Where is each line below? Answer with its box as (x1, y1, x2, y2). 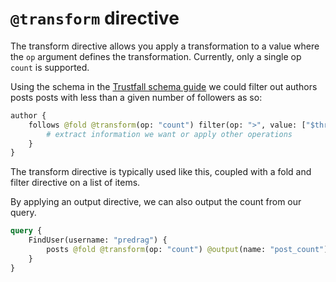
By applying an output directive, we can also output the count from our (10, 196, 302, 208)
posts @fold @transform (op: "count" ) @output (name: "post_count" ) (46, 245, 329, 255)
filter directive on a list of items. (10, 177, 141, 189)
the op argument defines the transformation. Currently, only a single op (10, 50, 302, 62)
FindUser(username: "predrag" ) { (28, 235, 168, 246)
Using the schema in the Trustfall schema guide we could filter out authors (10, 80, 318, 92)
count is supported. (10, 61, 90, 73)
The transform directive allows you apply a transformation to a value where (10, 40, 320, 52)
